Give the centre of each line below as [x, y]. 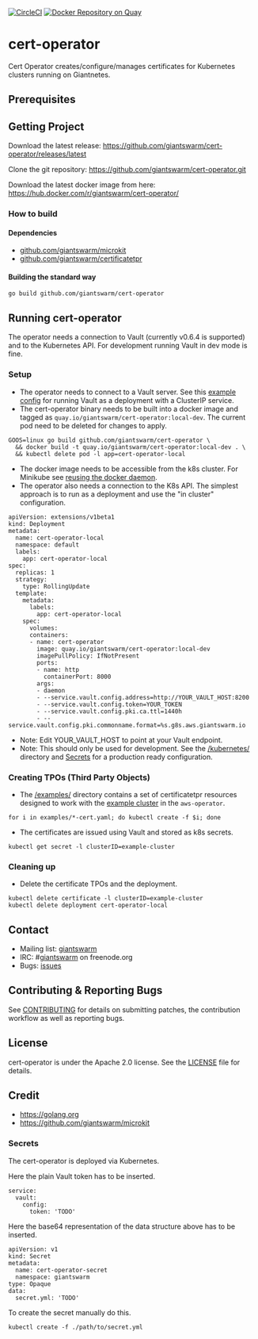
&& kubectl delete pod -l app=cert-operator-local [101, 454]
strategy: [31, 579]
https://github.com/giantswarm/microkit [85, 1123]
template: [31, 593]
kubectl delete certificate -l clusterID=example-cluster [106, 899]
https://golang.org [49, 1115]
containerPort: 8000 [77, 677]
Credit [24, 1095]
